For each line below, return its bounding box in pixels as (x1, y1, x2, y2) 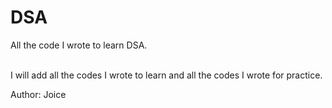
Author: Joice (10, 88, 67, 100)
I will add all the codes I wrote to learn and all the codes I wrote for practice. (10, 69, 323, 81)
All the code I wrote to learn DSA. (10, 39, 148, 51)
